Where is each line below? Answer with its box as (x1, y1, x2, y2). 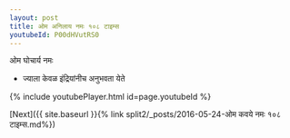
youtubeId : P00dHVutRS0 (9, 30, 100, 39)
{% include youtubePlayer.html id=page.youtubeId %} (9, 92, 212, 103)
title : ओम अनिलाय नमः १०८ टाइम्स (9, 22, 120, 31)
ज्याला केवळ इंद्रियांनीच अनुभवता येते (22, 74, 125, 84)
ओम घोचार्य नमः (9, 55, 54, 66)
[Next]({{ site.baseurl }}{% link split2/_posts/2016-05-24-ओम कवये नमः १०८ (9, 109, 282, 120)
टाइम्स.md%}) (9, 119, 56, 130)
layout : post (9, 13, 59, 23)
